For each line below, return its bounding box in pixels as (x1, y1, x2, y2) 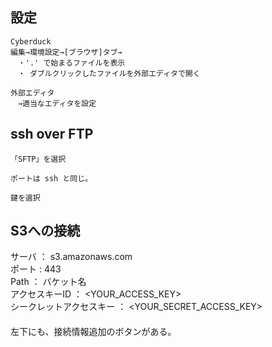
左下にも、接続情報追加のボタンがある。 (10, 326, 177, 338)
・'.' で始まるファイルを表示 (17, 58, 126, 68)
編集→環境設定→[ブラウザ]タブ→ (10, 47, 123, 57)
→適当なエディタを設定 (17, 98, 97, 108)
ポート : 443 (10, 263, 62, 275)
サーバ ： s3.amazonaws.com (10, 251, 133, 263)
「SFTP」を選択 (10, 154, 67, 164)
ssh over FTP (10, 126, 94, 143)
